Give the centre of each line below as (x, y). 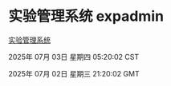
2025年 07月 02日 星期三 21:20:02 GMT (74, 73)
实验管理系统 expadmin (86, 16)
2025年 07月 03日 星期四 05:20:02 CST (73, 57)
